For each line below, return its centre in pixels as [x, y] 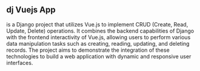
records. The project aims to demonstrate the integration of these [88, 50]
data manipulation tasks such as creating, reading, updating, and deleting [98, 43]
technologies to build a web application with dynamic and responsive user [99, 56]
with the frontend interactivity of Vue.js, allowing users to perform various [98, 37]
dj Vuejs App [31, 10]
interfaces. [20, 63]
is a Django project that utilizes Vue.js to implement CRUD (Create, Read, [97, 24]
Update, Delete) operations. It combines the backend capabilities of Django [100, 31]
